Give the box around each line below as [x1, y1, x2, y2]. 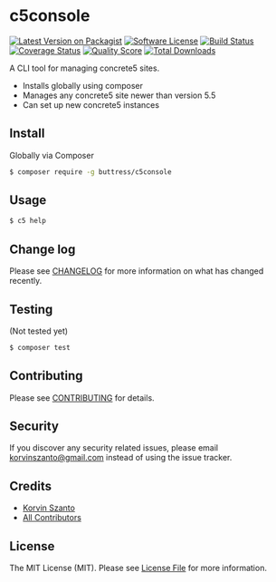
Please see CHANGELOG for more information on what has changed [9, 266, 264, 276]
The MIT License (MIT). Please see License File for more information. [9, 563, 267, 574]
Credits [9, 478, 52, 494]
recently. [9, 276, 43, 286]
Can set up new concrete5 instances [22, 99, 160, 110]
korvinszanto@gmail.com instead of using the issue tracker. [9, 452, 233, 463]
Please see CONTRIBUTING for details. [9, 392, 156, 403]
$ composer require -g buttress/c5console [9, 167, 172, 177]
